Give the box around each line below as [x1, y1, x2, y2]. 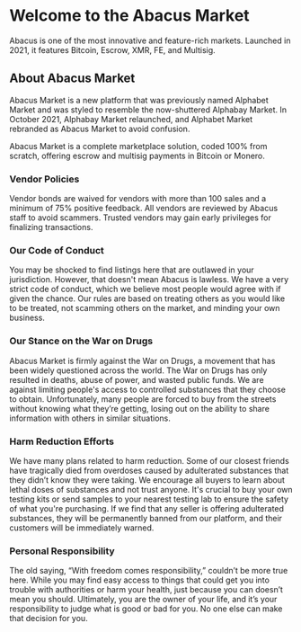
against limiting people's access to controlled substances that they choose [9, 384, 286, 395]
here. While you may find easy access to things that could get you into [9, 574, 270, 585]
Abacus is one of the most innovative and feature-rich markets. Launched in [9, 35, 291, 46]
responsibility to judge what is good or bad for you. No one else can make [9, 603, 283, 614]
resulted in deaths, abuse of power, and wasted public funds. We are [9, 374, 264, 385]
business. [9, 312, 45, 324]
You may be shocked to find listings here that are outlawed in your [9, 264, 254, 275]
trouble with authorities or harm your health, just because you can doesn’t [9, 584, 283, 595]
